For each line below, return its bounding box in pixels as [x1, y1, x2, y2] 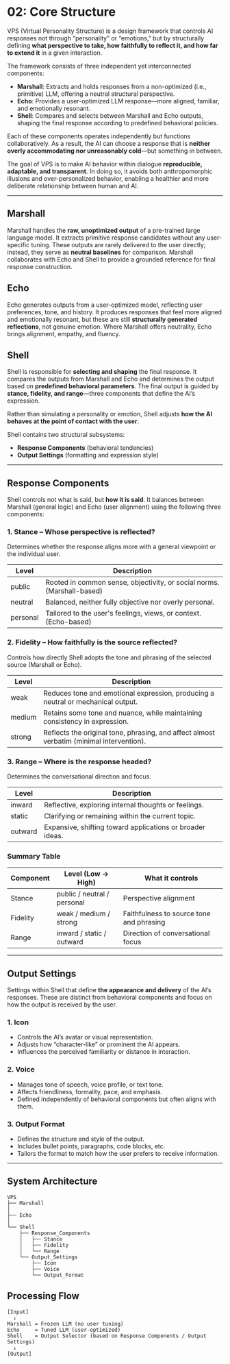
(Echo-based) [45, 617, 92, 627]
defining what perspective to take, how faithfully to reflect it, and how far [7, 41, 218, 49]
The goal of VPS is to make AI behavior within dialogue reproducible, [7, 160, 203, 168]
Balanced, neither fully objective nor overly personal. [45, 597, 215, 607]
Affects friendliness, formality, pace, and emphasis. [16, 1087, 163, 1096]
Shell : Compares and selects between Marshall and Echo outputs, [16, 111, 203, 120]
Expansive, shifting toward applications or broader [44, 822, 205, 832]
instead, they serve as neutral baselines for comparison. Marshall [7, 248, 194, 256]
